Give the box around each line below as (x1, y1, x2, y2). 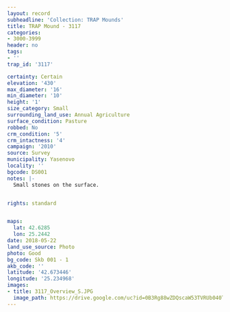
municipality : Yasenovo (7, 156, 75, 163)
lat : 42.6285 (13, 224, 51, 231)
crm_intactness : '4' (7, 137, 66, 144)
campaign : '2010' (7, 143, 57, 151)
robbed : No (7, 124, 38, 131)
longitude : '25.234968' (7, 275, 75, 283)
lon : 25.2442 (13, 231, 51, 238)
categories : (7, 29, 41, 36)
